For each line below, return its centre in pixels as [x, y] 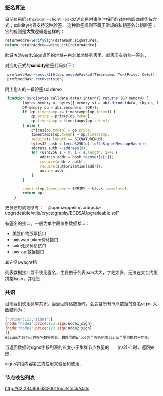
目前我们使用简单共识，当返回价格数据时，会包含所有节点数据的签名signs [78, 304]
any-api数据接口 [28, 252]
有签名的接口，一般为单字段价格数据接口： [48, 223]
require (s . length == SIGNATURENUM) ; [68, 139]
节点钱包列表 [20, 377]
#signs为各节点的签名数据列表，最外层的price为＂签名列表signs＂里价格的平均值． [78, 337]
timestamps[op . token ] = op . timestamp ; [70, 134]
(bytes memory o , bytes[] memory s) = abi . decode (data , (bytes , [89, 103]
